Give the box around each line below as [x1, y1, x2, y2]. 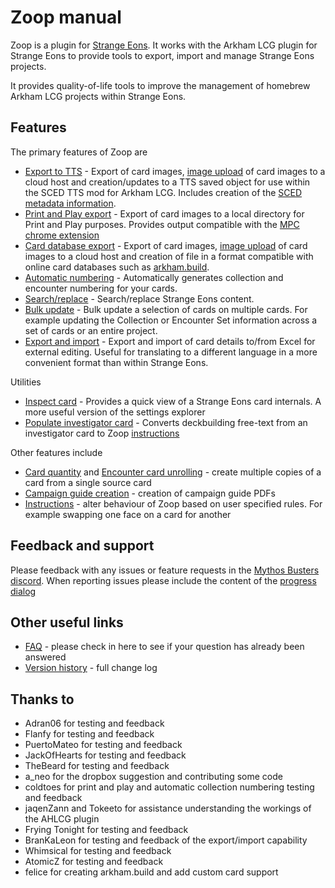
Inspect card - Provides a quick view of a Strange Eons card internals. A [24, 395, 322, 407]
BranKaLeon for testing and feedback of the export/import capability [24, 834, 308, 846]
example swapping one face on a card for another [24, 508, 232, 520]
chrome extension [24, 229, 100, 241]
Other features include [10, 446, 103, 458]
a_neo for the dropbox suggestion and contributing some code [24, 771, 283, 783]
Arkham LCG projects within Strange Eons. [10, 90, 187, 102]
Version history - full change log [24, 662, 158, 674]
